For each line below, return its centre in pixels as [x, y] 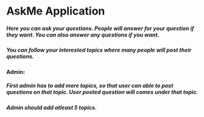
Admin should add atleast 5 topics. [52, 107]
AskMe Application [56, 11]
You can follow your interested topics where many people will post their [99, 50]
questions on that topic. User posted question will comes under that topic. [102, 92]
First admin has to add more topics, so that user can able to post [90, 85]
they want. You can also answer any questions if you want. [83, 35]
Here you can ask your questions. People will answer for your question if [100, 28]
